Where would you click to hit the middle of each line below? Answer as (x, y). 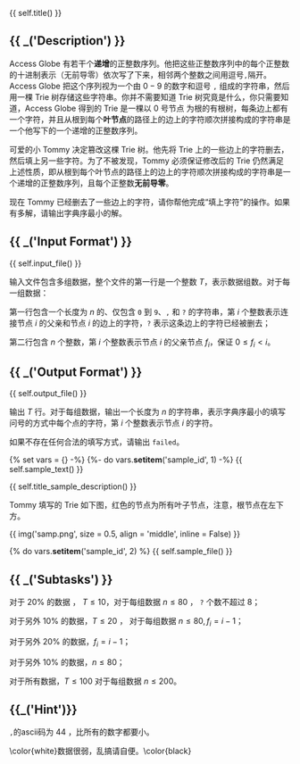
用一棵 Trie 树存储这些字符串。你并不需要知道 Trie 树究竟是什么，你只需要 (145, 96)
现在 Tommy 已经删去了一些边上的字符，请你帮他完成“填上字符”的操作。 (142, 202)
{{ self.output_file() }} (48, 394)
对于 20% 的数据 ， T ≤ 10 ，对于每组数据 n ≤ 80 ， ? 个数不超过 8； (135, 602)
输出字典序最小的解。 (87, 212)
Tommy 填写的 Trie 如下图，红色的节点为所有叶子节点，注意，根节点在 (139, 505)
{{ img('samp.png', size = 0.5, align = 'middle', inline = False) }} (125, 534)
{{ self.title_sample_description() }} (73, 486)
